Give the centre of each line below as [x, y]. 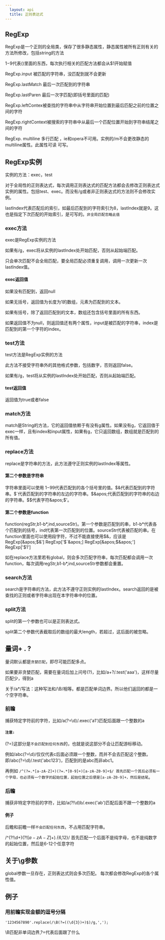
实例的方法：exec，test [29, 175]
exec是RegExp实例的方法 [31, 240]
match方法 [18, 414]
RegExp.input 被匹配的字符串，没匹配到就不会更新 [56, 74]
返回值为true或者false [27, 400]
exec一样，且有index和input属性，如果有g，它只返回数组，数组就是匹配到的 [82, 431]
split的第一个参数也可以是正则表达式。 [44, 621]
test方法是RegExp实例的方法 [34, 354]
